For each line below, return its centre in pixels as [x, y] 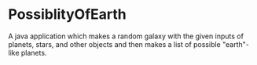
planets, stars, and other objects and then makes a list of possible [115, 44]
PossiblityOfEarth [68, 14]
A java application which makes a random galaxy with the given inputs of [126, 36]
